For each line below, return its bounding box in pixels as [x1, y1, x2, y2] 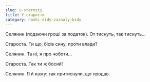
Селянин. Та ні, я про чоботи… [5, 51, 72, 57]
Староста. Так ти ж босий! [5, 61, 63, 67]
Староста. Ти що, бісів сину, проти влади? [5, 41, 98, 47]
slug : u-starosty [5, 7, 43, 13]
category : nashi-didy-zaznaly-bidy [5, 17, 82, 22]
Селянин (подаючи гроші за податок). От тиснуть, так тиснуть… [5, 31, 146, 37]
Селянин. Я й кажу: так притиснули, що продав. [5, 71, 110, 77]
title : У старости [5, 12, 45, 17]
